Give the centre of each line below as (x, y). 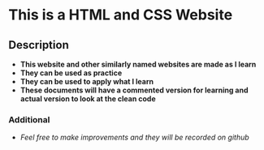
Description (39, 45)
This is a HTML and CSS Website (121, 15)
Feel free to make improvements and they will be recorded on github (134, 137)
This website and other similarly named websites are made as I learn (138, 64)
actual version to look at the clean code (88, 99)
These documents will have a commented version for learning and (134, 90)
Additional (29, 119)
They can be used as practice (71, 73)
